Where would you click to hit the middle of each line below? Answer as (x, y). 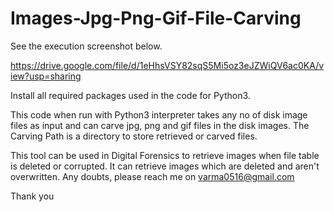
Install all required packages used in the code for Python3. (130, 95)
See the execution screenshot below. (86, 46)
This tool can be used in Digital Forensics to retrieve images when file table (165, 155)
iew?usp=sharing (46, 76)
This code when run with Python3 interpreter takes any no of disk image (159, 114)
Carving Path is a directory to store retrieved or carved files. (134, 136)
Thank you (32, 196)
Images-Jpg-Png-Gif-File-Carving (156, 18)
